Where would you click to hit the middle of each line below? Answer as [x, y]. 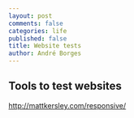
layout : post [30, 16]
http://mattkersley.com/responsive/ [67, 105]
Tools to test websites [65, 86]
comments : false [36, 23]
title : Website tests [45, 46]
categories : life [38, 31]
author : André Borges [45, 53]
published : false [38, 38]
